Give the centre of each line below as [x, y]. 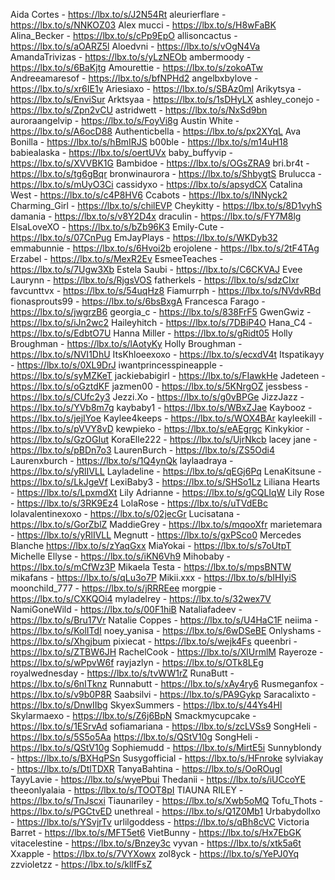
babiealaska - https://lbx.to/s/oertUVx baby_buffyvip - [121, 152]
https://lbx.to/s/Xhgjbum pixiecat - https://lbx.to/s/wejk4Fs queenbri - [154, 641]
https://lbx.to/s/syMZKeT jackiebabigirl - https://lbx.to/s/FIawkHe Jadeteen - [168, 375]
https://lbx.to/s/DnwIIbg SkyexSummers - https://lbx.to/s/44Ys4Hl [146, 705]
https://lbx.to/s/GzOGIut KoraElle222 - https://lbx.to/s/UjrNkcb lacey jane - [164, 439]
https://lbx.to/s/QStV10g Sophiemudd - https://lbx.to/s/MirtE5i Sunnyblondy [166, 747]
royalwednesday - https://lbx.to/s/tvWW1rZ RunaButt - [122, 673]
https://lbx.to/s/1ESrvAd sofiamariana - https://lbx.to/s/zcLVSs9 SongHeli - [164, 726]
